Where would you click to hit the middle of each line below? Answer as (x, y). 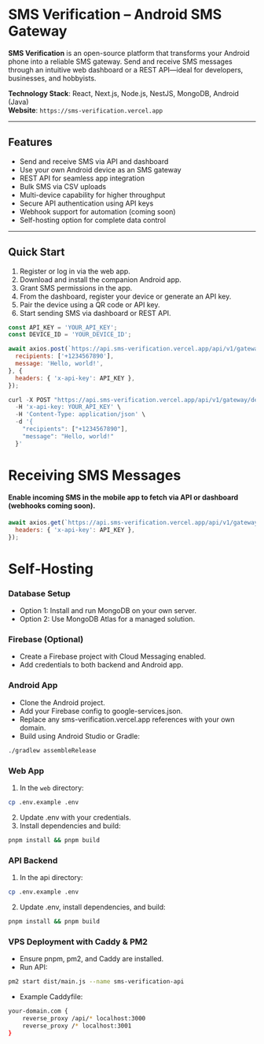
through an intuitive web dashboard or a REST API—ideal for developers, (126, 69)
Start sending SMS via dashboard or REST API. (95, 313)
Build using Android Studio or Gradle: (79, 736)
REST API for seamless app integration (82, 178)
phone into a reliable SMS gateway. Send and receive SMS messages (121, 61)
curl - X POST (29, 399)
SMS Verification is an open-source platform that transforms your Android (129, 53)
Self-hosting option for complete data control (93, 220)
